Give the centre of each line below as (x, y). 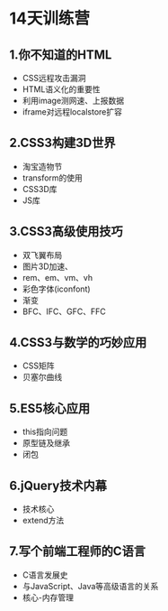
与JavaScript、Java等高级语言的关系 (90, 586)
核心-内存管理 (48, 597)
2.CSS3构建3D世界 (62, 143)
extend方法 (43, 521)
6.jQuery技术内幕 (58, 485)
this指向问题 (45, 432)
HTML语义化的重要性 (61, 89)
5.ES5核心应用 (50, 408)
